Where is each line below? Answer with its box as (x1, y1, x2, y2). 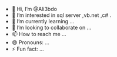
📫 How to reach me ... (11, 31, 66, 37)
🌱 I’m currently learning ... (11, 18, 75, 24)
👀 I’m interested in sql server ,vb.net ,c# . (11, 12, 112, 19)
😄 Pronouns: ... (11, 39, 50, 46)
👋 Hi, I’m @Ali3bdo (11, 6, 58, 12)
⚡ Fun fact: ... (11, 45, 44, 52)
